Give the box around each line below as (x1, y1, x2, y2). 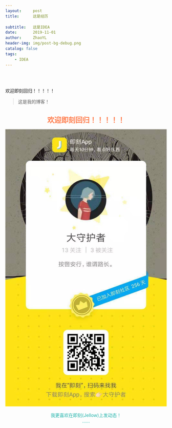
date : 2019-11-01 (5, 30, 56, 35)
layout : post (5, 8, 42, 13)
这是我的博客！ (17, 98, 50, 104)
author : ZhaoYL (5, 35, 47, 40)
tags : (5, 51, 17, 56)
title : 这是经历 (5, 13, 49, 19)
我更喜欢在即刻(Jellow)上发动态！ (50, 412, 122, 418)
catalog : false (5, 46, 38, 51)
